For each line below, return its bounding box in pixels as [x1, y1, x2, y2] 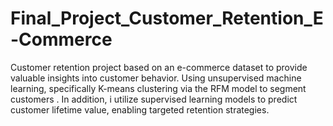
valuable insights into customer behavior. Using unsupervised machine [10, 72, 302, 84]
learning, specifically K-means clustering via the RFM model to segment [10, 82, 307, 94]
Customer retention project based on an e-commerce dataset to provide [10, 61, 308, 73]
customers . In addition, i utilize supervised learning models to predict [10, 93, 298, 105]
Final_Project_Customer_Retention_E [10, 7, 324, 30]
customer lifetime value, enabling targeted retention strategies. [10, 103, 270, 116]
